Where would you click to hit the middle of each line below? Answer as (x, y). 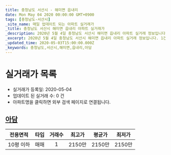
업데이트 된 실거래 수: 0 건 (38, 95)
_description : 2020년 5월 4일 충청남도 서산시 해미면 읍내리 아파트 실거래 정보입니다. (87, 33)
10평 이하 (19, 145)
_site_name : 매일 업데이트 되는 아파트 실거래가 (50, 24)
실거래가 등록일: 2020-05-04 (42, 89)
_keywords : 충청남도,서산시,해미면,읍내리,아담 (49, 48)
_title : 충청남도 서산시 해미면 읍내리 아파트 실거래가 (55, 29)
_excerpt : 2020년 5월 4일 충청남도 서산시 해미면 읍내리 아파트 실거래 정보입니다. (82, 38)
